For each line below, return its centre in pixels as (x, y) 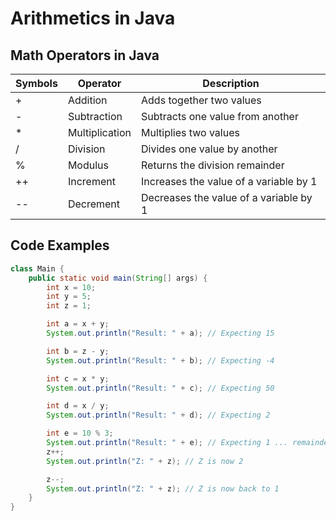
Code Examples (60, 245)
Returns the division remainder (213, 165)
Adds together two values (201, 100)
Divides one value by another (209, 149)
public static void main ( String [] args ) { (118, 278)
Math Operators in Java (85, 55)
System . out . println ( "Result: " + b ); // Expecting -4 (160, 360)
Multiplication (99, 132)
